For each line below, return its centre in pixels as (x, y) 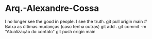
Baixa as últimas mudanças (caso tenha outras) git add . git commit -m (76, 26)
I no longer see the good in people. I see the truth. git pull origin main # (76, 21)
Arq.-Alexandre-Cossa (52, 8)
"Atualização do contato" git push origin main (50, 31)
